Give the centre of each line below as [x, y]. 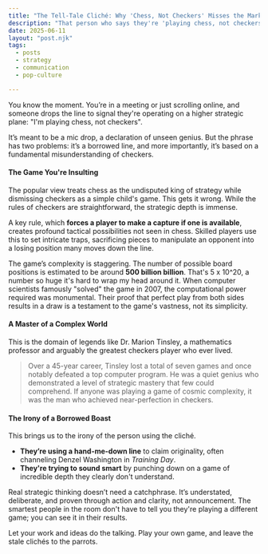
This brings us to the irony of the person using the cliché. [102, 436]
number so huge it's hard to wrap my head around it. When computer [122, 280]
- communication [42, 68]
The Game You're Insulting [53, 172]
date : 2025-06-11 [37, 30]
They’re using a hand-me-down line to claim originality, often [122, 451]
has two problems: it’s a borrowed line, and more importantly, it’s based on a [134, 145]
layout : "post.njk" [41, 38]
